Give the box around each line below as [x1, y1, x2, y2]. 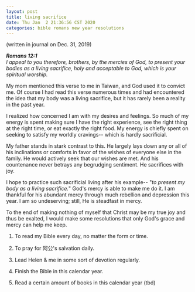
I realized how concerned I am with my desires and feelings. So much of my [6, 113, 189, 120]
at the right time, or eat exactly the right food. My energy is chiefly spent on [6, 125, 189, 132]
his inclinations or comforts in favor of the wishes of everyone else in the [6, 149, 182, 156]
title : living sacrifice [6, 14, 67, 20]
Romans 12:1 [6, 52, 37, 59]
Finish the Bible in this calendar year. [14, 268, 104, 275]
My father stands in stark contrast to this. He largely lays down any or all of [6, 142, 187, 150]
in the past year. [6, 101, 45, 108]
